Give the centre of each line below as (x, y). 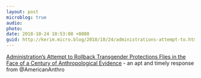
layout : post (22, 12)
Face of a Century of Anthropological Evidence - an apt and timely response (100, 63)
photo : (14, 28)
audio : (14, 23)
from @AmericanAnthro (35, 69)
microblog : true (26, 17)
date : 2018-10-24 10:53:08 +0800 (48, 34)
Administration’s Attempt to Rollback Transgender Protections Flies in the (96, 57)
